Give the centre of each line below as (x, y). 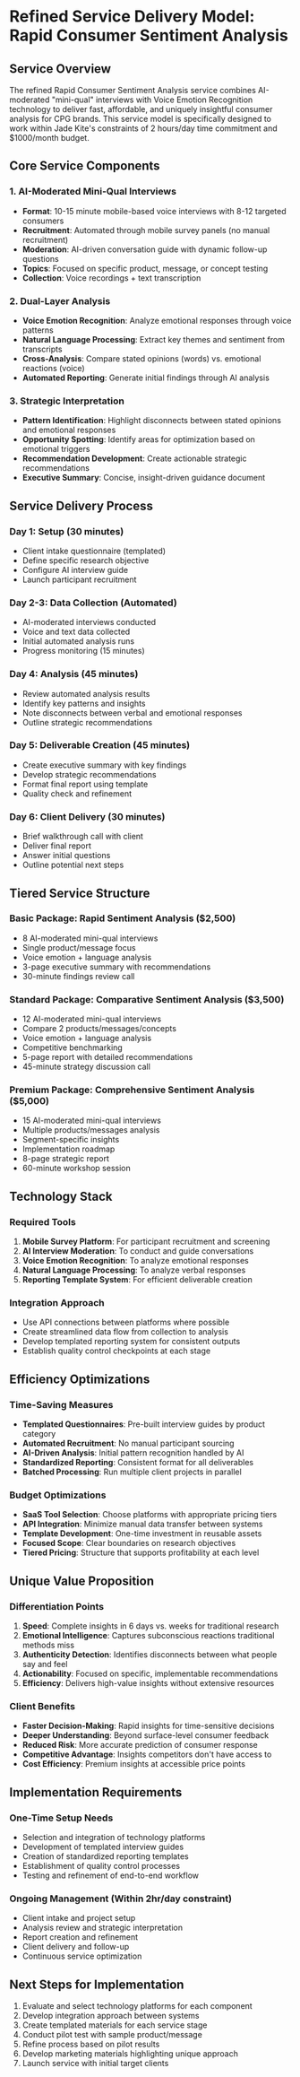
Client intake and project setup (79, 1918)
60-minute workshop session (77, 1169)
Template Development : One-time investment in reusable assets (142, 1534)
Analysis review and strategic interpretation (103, 1928)
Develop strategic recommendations (89, 774)
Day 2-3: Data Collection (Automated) (93, 603)
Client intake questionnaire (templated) (94, 551)
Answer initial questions (66, 856)
